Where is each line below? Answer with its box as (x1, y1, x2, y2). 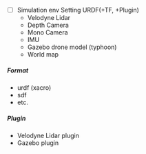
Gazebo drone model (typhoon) (27, 43, 117, 51)
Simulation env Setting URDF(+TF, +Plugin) (17, 6, 140, 14)
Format (7, 66, 29, 75)
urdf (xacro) (17, 84, 52, 92)
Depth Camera (27, 21, 69, 30)
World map (27, 50, 59, 59)
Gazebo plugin (17, 139, 59, 147)
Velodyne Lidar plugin (17, 131, 80, 139)
